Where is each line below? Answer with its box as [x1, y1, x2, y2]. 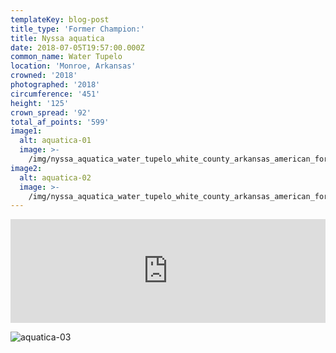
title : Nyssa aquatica [10, 33, 105, 43]
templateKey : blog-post [10, 14, 110, 25]
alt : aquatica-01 [19, 136, 92, 146]
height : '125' [10, 98, 70, 108]
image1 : [10, 126, 43, 136]
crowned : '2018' [10, 71, 78, 81]
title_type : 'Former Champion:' [10, 24, 145, 34]
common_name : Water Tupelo [10, 52, 123, 62]
